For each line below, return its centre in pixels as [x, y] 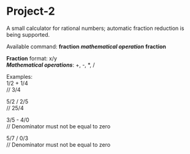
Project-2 [31, 11]
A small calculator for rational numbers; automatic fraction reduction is [95, 28]
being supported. [28, 34]
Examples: [19, 76]
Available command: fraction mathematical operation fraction [86, 46]
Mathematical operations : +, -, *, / [51, 65]
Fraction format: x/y [32, 58]
